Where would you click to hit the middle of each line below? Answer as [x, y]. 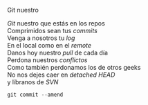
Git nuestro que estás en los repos [56, 23]
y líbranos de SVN [33, 82]
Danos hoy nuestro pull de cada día [58, 52]
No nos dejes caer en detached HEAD [61, 75]
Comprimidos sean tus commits [53, 31]
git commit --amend [35, 95]
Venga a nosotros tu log [41, 38]
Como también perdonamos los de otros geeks [74, 67]
